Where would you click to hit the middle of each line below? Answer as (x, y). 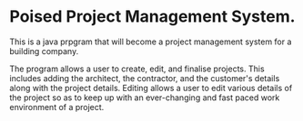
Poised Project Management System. (152, 17)
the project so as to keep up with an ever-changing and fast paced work (145, 98)
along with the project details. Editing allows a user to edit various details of (151, 88)
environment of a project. (57, 107)
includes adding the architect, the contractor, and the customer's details (145, 78)
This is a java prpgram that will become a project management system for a (151, 42)
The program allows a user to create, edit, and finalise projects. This (137, 69)
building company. (44, 51)
